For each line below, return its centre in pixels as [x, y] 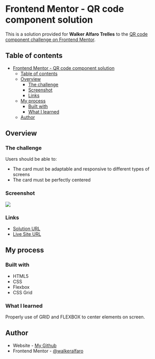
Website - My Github [35, 345]
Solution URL [26, 229]
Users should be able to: [31, 159]
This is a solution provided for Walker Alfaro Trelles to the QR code [76, 34]
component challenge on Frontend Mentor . [51, 40]
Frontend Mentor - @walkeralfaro [48, 351]
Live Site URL [27, 234]
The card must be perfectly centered [52, 180]
